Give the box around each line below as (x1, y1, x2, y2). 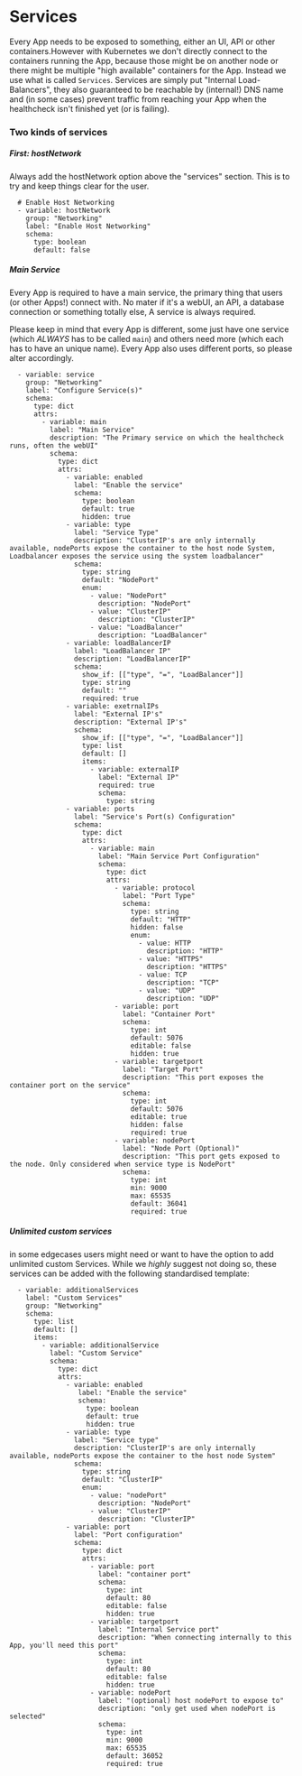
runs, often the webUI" (9, 440, 99, 450)
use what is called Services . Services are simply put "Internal (9, 74, 237, 85)
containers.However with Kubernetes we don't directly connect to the (9, 45, 268, 56)
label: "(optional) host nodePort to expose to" (97, 1696, 284, 1705)
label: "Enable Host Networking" (25, 221, 151, 231)
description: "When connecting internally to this (97, 1633, 293, 1642)
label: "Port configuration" (73, 1530, 183, 1540)
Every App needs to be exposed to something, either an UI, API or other (9, 36, 276, 47)
